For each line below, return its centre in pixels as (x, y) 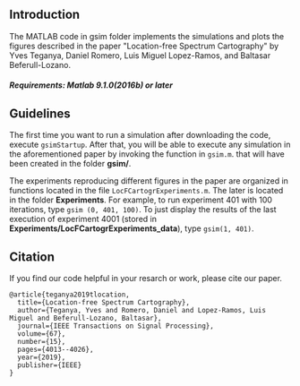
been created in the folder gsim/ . (70, 164)
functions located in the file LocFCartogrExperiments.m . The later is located (146, 191)
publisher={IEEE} (50, 365)
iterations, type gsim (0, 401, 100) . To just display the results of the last (143, 210)
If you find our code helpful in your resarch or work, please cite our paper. (146, 279)
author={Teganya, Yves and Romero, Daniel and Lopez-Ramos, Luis (142, 311)
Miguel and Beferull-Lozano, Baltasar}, (86, 318)
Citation (32, 257)
